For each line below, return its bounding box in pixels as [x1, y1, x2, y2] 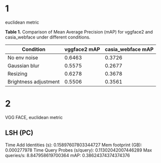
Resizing [7, 70, 28, 77]
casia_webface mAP [105, 45, 154, 52]
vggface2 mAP [64, 45, 100, 52]
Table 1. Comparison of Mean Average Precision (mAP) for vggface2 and [5, 29, 153, 35]
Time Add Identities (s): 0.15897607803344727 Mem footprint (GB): [5, 142, 142, 148]
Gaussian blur [7, 62, 40, 69]
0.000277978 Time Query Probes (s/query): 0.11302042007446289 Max [5, 147, 152, 153]
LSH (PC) [5, 129, 33, 137]
